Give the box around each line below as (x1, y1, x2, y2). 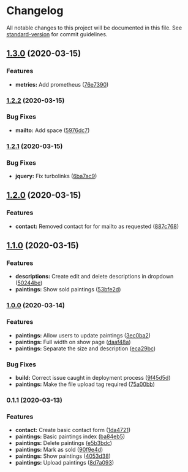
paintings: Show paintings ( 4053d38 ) (15, 452, 111, 460)
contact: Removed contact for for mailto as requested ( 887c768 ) (15, 222, 179, 230)
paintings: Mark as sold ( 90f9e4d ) (15, 446, 103, 454)
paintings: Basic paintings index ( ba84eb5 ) (15, 433, 126, 440)
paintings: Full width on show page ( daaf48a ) (15, 338, 131, 345)
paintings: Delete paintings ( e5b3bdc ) (15, 439, 112, 447)
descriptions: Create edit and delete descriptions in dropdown (15, 273, 174, 280)
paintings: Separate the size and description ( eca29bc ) (15, 345, 156, 352)
